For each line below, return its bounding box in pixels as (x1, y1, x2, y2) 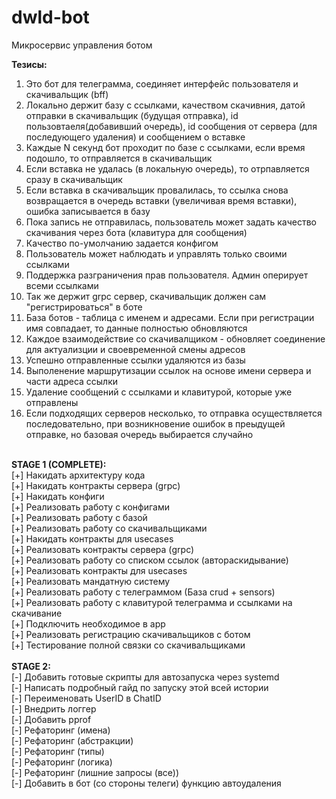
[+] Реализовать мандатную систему (11, 575, 171, 587)
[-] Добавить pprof (11, 713, 92, 725)
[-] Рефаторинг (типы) (11, 745, 105, 757)
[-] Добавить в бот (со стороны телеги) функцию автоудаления (11, 777, 282, 789)
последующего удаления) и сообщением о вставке (25, 131, 246, 143)
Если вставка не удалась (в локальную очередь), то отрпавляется (25, 162, 310, 175)
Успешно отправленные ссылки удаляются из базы (25, 354, 246, 366)
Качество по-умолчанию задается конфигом (25, 237, 219, 249)
